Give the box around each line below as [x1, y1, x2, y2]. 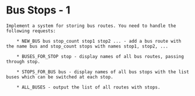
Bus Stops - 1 [6, 4, 71, 17]
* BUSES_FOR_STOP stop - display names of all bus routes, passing [16, 53, 184, 59]
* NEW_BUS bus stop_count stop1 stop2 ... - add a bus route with [16, 38, 182, 44]
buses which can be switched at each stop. [6, 74, 114, 80]
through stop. [6, 59, 41, 64]
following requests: [6, 28, 57, 34]
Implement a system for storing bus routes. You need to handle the [6, 23, 176, 29]
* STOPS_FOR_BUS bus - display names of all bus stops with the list [16, 68, 190, 75]
